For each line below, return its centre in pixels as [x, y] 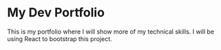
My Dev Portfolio [56, 13]
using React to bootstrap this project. [60, 38]
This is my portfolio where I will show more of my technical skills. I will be [111, 32]
